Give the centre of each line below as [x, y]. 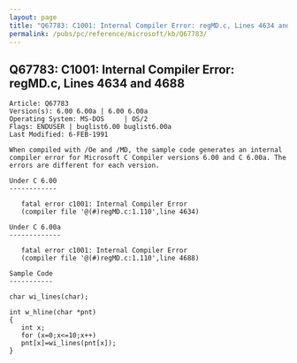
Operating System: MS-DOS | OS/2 [79, 119]
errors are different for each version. [85, 166]
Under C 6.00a [35, 227]
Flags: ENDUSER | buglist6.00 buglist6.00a [91, 127]
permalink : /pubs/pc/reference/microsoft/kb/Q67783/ [108, 34]
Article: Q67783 [39, 104]
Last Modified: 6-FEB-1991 [59, 135]
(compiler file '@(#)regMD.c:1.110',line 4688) [110, 258]
